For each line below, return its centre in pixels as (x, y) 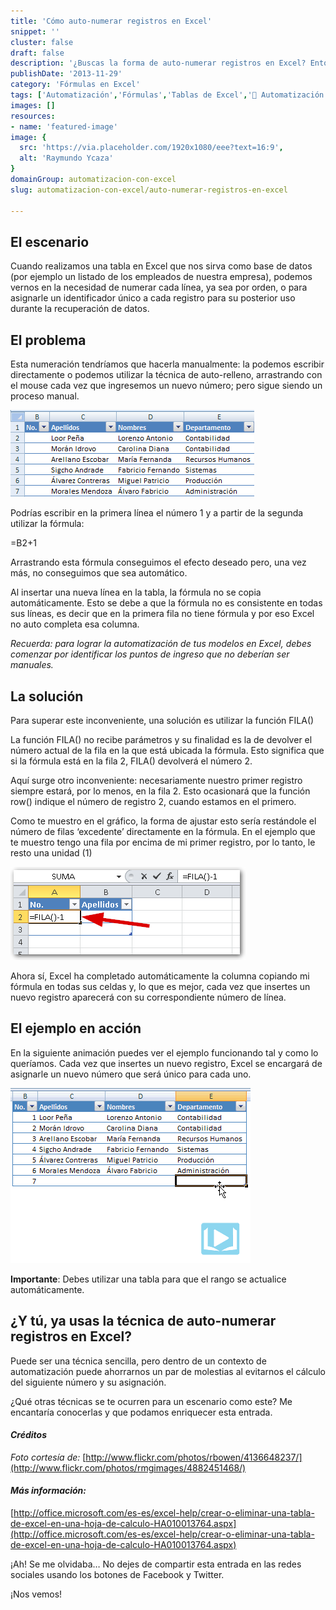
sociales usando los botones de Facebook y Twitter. (117, 1574)
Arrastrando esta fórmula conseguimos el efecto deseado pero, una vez (158, 562)
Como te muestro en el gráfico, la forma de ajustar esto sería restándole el (163, 821)
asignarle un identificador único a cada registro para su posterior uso (153, 298)
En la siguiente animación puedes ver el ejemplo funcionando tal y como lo (164, 1052)
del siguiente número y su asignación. (88, 1382)
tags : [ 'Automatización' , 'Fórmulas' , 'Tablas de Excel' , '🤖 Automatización (167, 95)
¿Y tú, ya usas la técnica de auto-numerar (143, 1321)
